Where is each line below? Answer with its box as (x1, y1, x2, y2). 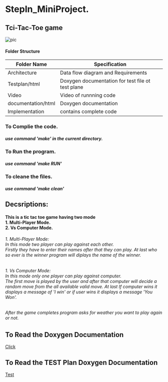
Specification (94, 61, 126, 68)
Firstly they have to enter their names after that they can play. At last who (5, 247, 157, 253)
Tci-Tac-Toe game (5, 24, 63, 32)
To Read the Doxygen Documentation (5, 330, 124, 339)
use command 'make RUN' (5, 160, 62, 166)
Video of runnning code (59, 92, 116, 99)
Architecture (7, 69, 37, 76)
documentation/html (7, 100, 55, 107)
